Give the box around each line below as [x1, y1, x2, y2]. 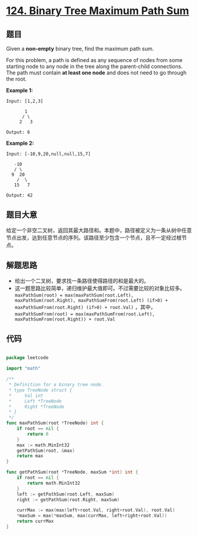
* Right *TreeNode [8, 403, 65, 410]
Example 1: [6, 87, 34, 94]
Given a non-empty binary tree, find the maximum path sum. [6, 45, 154, 52]
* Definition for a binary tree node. [8, 382, 104, 388]
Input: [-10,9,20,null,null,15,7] [6, 151, 91, 157]
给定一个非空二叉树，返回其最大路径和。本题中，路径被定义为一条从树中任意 [6, 226, 192, 234]
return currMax [16, 518, 54, 524]
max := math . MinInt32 [16, 442, 70, 448]
